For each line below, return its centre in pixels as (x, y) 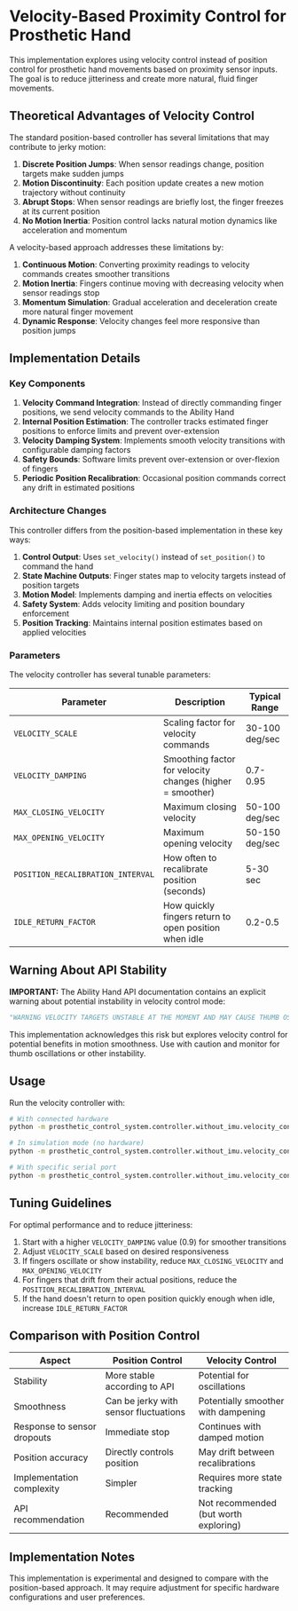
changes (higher (197, 781)
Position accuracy (51, 1457)
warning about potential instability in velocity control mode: (118, 1001)
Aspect (55, 1361)
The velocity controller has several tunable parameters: (110, 675)
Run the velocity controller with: (67, 1102)
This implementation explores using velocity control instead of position (138, 59)
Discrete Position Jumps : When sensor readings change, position (143, 164)
